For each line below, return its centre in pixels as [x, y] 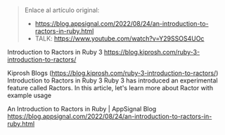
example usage [29, 95]
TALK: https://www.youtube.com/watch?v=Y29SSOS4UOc [120, 38]
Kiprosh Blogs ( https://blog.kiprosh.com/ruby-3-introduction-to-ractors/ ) [113, 73]
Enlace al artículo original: [62, 10]
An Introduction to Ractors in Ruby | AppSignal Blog [82, 109]
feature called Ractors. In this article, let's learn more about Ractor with [110, 88]
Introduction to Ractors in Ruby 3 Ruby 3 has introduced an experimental [112, 80]
